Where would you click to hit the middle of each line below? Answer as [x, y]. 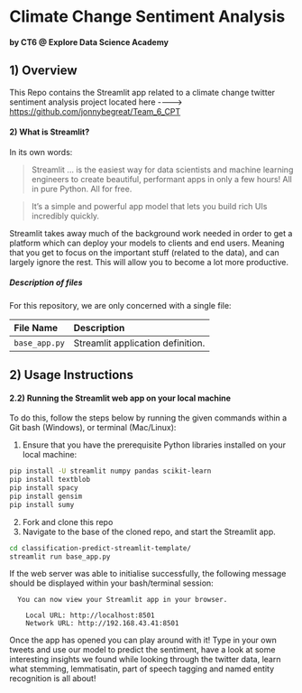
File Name [36, 328]
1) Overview [44, 71]
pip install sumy [42, 504]
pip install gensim [46, 496]
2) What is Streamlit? [50, 132]
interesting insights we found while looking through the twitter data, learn [145, 660]
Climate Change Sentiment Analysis [147, 17]
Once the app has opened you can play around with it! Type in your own [143, 640]
